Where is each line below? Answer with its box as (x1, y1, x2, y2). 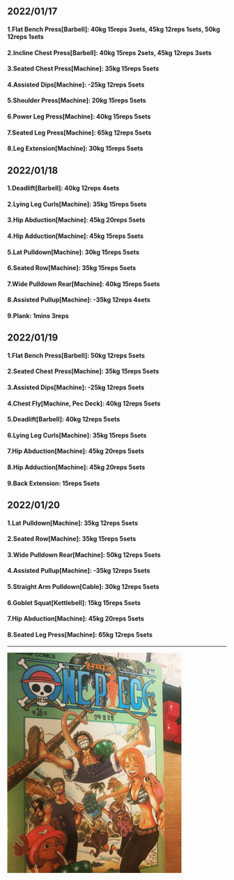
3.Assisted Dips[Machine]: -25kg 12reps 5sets (7, 383, 145, 391)
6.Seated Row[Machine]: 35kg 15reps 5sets (7, 264, 136, 272)
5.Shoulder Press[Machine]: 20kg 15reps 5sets (7, 96, 146, 105)
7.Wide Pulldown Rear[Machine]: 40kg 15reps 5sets (7, 279, 160, 288)
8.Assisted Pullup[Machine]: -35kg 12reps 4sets (7, 296, 151, 304)
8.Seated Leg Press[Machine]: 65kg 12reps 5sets (7, 630, 153, 639)
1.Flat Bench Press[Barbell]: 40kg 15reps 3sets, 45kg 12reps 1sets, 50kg (7, 24, 221, 33)
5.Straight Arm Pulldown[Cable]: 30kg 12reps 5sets (7, 582, 159, 590)
